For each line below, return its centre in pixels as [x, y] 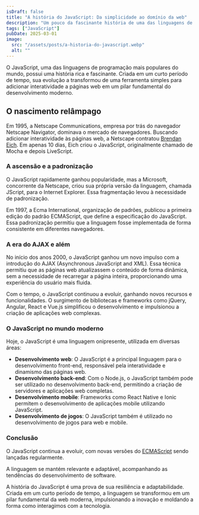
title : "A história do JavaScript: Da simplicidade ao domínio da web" [97, 17]
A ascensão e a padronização [50, 166]
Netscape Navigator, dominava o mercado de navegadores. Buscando [92, 132]
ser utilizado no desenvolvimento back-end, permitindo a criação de [98, 385]
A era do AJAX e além [38, 244]
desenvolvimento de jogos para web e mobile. [71, 423]
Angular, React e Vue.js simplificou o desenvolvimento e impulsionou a [93, 307]
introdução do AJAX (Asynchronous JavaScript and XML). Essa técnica [94, 264]
